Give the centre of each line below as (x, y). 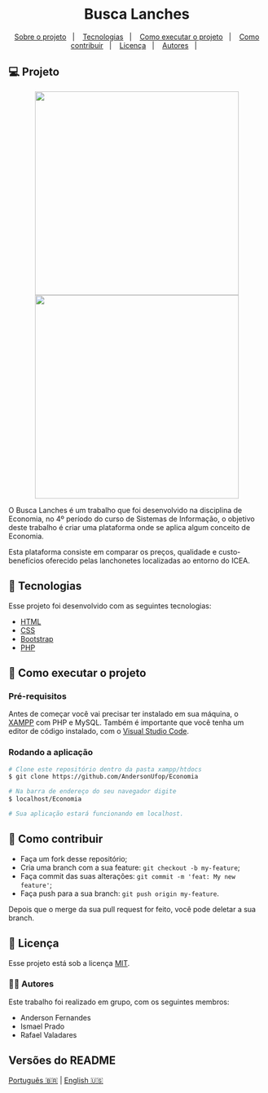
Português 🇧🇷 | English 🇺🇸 (56, 1080)
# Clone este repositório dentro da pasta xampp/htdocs (105, 769)
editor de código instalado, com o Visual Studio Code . (99, 731)
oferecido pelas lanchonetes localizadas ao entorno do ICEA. (148, 560)
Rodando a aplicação (51, 753)
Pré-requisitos (37, 696)
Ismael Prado (42, 1026)
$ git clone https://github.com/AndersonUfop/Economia (103, 777)
